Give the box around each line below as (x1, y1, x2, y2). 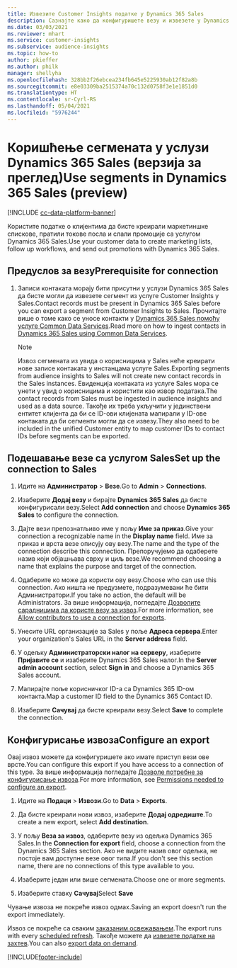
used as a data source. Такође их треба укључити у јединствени (17, 402, 211, 410)
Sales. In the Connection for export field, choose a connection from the (17, 839, 226, 848)
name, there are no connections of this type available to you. (17, 862, 195, 870)
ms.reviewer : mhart (7, 30, 65, 38)
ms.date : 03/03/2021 (7, 23, 69, 30)
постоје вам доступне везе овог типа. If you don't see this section (17, 854, 214, 862)
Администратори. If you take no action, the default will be (17, 591, 186, 599)
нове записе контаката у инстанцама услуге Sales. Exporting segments (17, 364, 230, 372)
